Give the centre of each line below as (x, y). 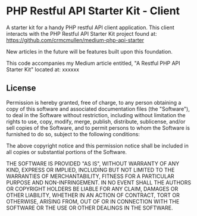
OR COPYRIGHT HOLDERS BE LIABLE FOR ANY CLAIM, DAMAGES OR (92, 189)
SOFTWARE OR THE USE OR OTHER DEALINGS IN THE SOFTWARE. (90, 208)
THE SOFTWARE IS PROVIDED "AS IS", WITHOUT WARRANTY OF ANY (93, 163)
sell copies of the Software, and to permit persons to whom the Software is (98, 128)
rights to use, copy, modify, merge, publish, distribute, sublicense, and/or (96, 121)
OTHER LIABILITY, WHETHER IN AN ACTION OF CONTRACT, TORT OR (93, 195)
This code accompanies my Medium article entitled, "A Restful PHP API (93, 63)
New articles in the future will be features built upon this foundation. (89, 51)
